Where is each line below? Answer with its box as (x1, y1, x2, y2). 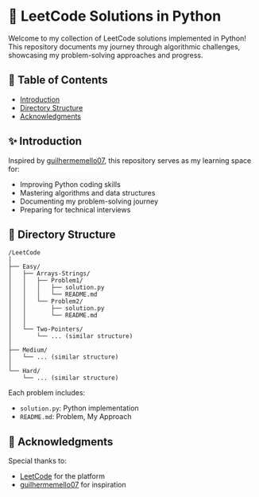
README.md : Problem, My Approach (19, 412, 132, 421)
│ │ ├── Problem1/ (8, 277, 83, 285)
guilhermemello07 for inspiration (19, 480, 126, 490)
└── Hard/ (8, 367, 41, 375)
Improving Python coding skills (19, 179, 121, 189)
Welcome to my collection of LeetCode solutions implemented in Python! (8, 33, 246, 43)
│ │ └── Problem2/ (8, 297, 83, 305)
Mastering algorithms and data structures (19, 188, 156, 197)
